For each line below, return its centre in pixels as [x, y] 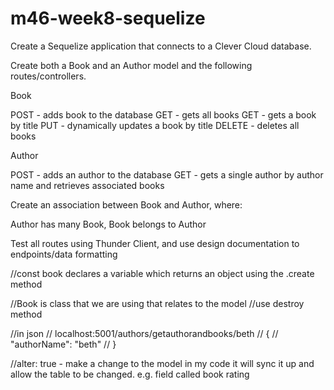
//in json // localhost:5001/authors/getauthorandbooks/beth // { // [144, 333]
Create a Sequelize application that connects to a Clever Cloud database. [161, 46]
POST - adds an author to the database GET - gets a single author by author [167, 174]
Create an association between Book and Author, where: [126, 204]
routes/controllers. [48, 76]
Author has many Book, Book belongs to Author [108, 224]
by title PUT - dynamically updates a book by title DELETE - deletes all [155, 125]
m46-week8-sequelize [108, 18]
